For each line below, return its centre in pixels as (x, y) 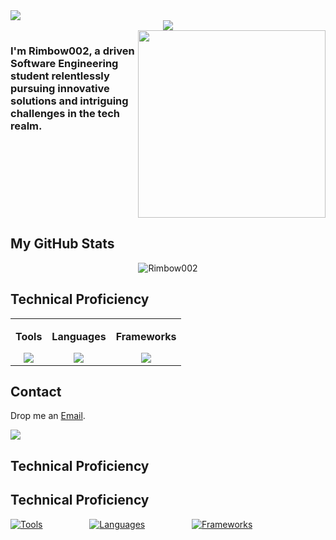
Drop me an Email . (48, 416)
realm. (26, 126)
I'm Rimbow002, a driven (72, 51)
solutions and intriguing (69, 101)
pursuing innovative (60, 88)
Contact (36, 392)
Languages (79, 336)
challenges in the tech (65, 113)
